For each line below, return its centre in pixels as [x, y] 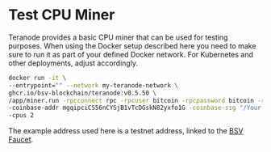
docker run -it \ [38, 78]
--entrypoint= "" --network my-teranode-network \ [94, 85]
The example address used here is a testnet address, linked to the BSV [126, 131]
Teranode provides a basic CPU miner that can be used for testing [118, 37]
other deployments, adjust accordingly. [73, 63]
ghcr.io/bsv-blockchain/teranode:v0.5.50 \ [83, 93]
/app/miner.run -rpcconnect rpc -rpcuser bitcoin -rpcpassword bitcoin [131, 100]
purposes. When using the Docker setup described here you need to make [132, 45]
